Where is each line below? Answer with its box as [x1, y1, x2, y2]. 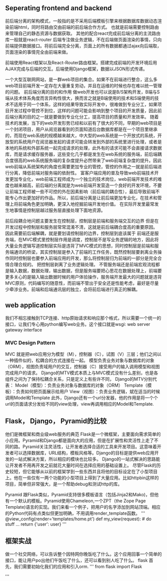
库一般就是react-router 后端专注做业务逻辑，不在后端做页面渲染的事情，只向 [5, 36, 162, 42]
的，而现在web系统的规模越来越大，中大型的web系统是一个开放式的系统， [5, 132, 158, 139]
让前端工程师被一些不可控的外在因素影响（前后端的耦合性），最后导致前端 [5, 188, 156, 194]
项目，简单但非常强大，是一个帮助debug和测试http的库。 [5, 481, 123, 487]
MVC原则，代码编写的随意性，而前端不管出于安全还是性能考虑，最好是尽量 [5, 280, 159, 286]
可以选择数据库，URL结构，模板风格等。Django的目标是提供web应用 [13, 449, 155, 455]
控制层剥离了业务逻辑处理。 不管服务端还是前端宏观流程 [41, 261, 156, 267]
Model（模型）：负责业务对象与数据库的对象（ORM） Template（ [14, 382, 148, 388]
